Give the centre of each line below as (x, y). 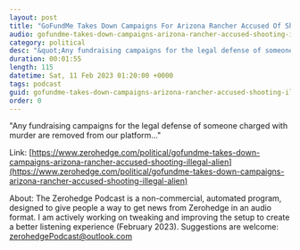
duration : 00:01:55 (46, 59)
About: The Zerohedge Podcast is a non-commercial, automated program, (146, 198)
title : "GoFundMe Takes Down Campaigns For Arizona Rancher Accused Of (145, 26)
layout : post (33, 17)
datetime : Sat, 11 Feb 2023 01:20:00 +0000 (92, 76)
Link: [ (21, 153)
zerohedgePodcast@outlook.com (71, 237)
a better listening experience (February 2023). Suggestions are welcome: (144, 227)
